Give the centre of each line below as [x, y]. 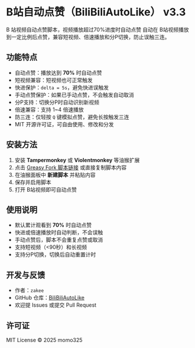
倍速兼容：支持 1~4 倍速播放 [49, 109]
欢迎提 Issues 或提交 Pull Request [55, 305]
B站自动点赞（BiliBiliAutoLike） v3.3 [96, 12]
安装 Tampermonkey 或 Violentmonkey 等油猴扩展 [77, 160]
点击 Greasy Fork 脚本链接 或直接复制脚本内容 [71, 167]
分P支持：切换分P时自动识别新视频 [57, 102]
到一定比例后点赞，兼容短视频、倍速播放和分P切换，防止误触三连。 [88, 37]
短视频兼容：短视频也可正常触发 [53, 80]
